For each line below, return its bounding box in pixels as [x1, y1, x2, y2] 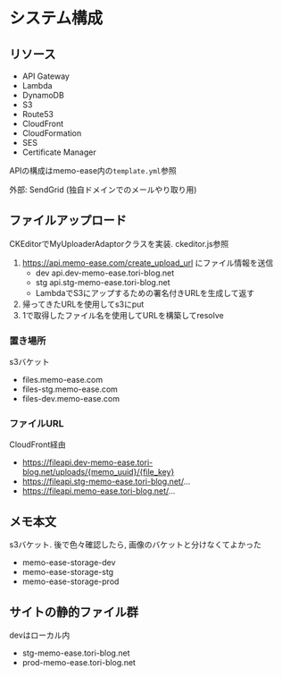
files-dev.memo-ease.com [21, 394, 120, 404]
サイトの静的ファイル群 [9, 605, 138, 620]
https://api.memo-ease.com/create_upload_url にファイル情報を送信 [21, 257, 274, 268]
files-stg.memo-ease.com [21, 384, 119, 394]
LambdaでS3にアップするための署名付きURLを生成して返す [35, 287, 255, 298]
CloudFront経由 [9, 439, 67, 450]
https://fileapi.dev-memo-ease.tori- [21, 457, 153, 468]
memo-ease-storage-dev [21, 557, 116, 568]
